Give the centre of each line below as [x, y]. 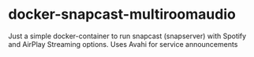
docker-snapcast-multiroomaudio [122, 14]
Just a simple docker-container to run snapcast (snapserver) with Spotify [127, 36]
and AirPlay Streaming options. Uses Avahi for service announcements [123, 44]
